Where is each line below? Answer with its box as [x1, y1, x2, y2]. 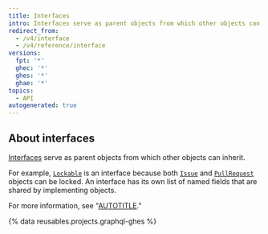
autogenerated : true [8, 101, 78, 109]
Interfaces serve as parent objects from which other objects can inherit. [8, 152, 246, 162]
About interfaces [8, 131, 95, 145]
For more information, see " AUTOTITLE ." [8, 200, 142, 210]
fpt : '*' [15, 57, 45, 65]
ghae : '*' [15, 79, 48, 87]
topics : [8, 86, 35, 95]
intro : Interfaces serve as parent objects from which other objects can [8, 19, 261, 27]
